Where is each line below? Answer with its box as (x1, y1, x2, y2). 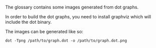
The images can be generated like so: (5, 29, 84, 34)
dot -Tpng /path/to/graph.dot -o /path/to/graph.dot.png (5, 38, 127, 43)
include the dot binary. (5, 19, 52, 25)
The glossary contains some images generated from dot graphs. (5, 4, 139, 10)
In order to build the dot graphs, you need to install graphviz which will (5, 14, 151, 19)
